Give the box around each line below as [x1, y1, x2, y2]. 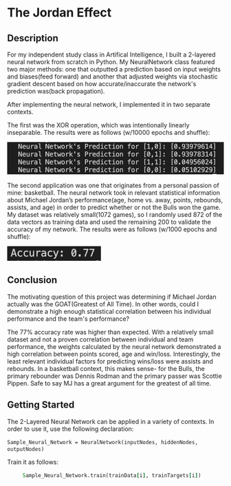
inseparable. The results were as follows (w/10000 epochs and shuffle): [7, 129, 210, 136]
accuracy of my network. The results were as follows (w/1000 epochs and [7, 225, 217, 233]
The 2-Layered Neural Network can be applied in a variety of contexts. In [7, 417, 214, 425]
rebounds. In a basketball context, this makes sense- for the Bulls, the [7, 364, 205, 372]
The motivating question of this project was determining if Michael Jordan [7, 293, 217, 301]
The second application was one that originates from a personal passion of [7, 181, 220, 189]
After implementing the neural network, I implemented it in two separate [7, 101, 211, 108]
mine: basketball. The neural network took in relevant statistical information [7, 188, 220, 197]
